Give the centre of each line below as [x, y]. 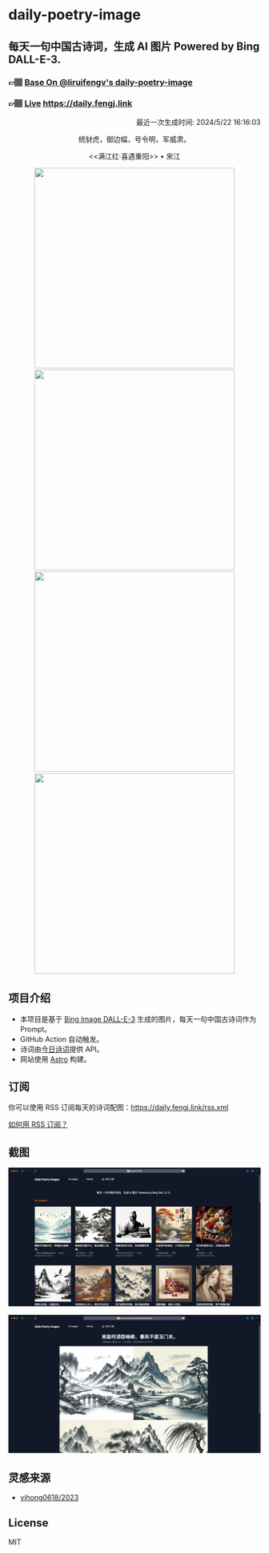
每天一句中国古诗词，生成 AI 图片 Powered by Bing [134, 46]
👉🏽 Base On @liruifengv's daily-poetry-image [100, 82]
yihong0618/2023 [49, 1498]
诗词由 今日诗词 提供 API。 [62, 1049]
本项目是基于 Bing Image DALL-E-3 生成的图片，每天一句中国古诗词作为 [138, 1019]
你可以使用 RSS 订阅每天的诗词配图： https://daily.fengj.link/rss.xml [118, 1107]
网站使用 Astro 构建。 [55, 1059]
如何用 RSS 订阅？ [38, 1124]
